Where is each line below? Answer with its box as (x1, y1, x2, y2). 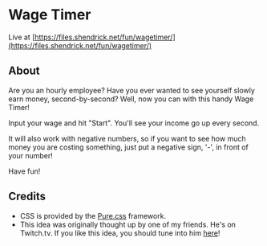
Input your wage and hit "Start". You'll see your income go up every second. (8, 118, 260, 128)
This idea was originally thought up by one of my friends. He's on (19, 219, 237, 229)
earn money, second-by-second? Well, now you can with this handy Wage (8, 94, 254, 104)
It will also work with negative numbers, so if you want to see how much (8, 133, 246, 143)
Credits (8, 190, 47, 203)
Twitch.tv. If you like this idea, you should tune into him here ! (19, 228, 220, 238)
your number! (8, 150, 54, 160)
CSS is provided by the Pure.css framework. (19, 211, 167, 220)
